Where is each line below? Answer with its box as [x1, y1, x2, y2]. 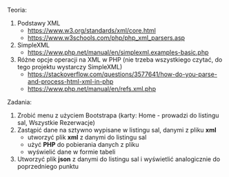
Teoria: [7, 6, 28, 14]
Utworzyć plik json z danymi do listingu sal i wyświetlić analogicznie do [17, 155, 221, 163]
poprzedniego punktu [17, 163, 79, 170]
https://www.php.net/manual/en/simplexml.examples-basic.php [27, 48, 209, 56]
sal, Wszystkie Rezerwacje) [17, 119, 95, 126]
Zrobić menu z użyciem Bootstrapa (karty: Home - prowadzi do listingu [17, 111, 219, 119]
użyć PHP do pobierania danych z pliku [27, 141, 139, 148]
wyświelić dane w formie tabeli [27, 147, 116, 156]
